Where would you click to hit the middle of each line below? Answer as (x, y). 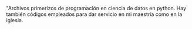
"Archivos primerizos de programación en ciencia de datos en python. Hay (96, 8)
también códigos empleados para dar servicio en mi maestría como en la (94, 14)
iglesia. (15, 20)
